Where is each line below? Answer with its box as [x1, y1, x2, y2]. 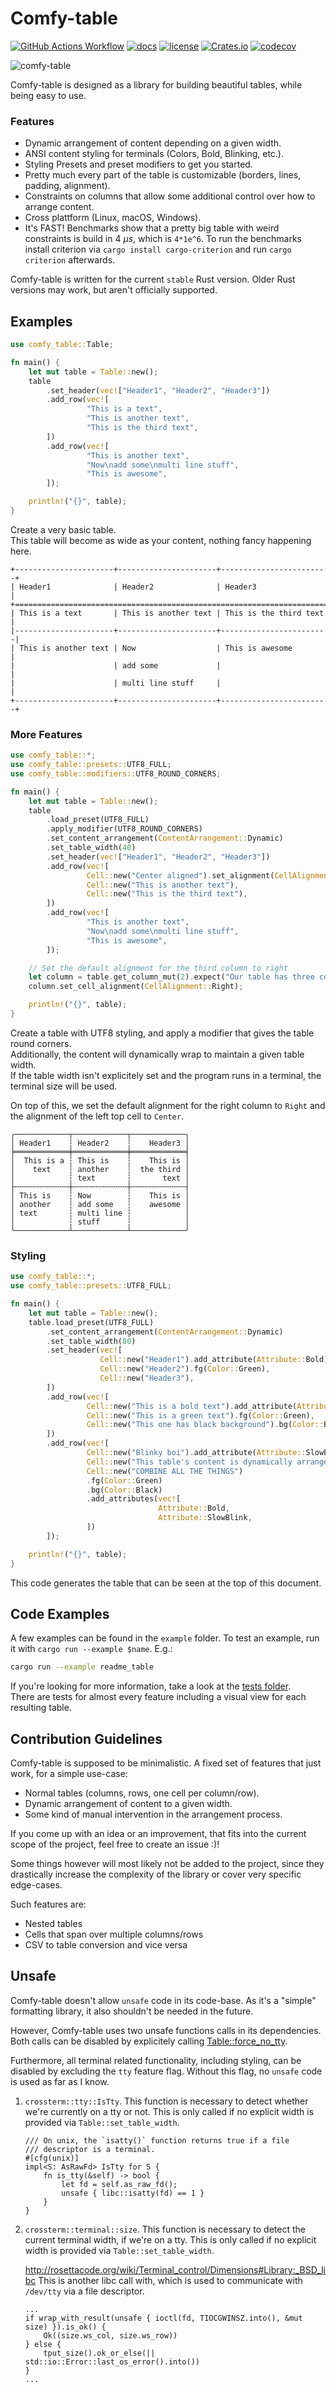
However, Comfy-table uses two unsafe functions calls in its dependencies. [10, 2024, 322, 2036]
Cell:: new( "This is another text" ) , [86, 880, 240, 890]
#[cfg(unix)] [24, 2153, 80, 2163]
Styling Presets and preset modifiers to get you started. [24, 158, 253, 171]
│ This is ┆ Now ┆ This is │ [10, 1190, 190, 1201]
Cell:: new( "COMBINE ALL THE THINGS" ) [86, 1466, 244, 1476]
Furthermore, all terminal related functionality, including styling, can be [10, 2054, 302, 2066]
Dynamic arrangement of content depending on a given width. [24, 137, 282, 149]
